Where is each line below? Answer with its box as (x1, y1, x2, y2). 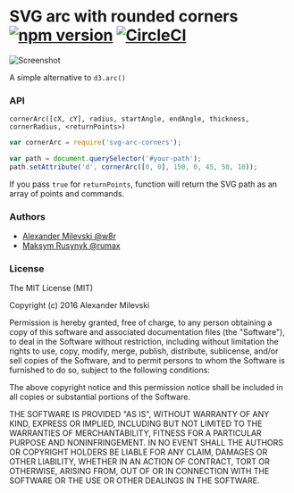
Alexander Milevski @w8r (21, 230, 116, 242)
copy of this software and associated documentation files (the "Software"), (9, 327, 286, 338)
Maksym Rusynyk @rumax (21, 240, 121, 251)
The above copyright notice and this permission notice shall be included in (9, 382, 283, 393)
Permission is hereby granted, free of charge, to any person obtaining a (9, 317, 273, 328)
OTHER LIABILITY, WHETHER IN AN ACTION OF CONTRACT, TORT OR (9, 456, 270, 467)
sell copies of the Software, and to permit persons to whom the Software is (9, 355, 286, 366)
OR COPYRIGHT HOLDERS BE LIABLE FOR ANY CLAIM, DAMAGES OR (9, 447, 268, 457)
